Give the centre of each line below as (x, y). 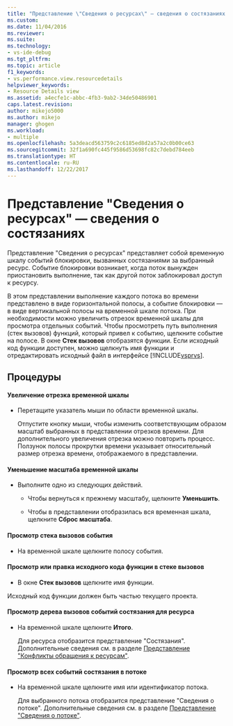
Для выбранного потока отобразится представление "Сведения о (115, 701)
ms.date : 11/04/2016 (37, 27)
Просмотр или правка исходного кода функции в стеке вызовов (106, 567)
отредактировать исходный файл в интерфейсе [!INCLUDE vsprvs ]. (106, 355)
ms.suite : (22, 40)
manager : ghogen (31, 124)
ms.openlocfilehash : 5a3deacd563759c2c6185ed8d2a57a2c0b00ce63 (101, 144)
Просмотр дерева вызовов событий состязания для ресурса (101, 612)
